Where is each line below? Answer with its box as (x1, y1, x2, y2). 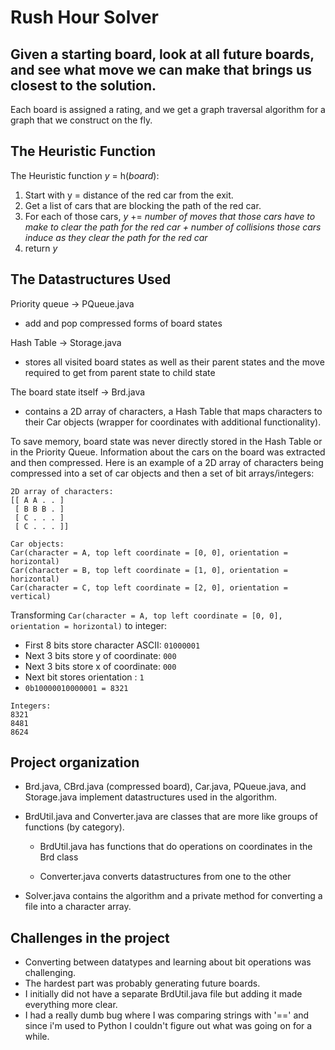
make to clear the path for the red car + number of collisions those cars (24, 221, 322, 233)
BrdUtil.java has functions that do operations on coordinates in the (39, 841, 313, 853)
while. (24, 1031, 50, 1043)
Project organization (10, 754, 140, 771)
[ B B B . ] (14, 504, 65, 514)
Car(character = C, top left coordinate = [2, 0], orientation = (10, 582, 288, 593)
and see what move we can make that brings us (10, 61, 312, 78)
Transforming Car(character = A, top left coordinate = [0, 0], (10, 609, 283, 621)
